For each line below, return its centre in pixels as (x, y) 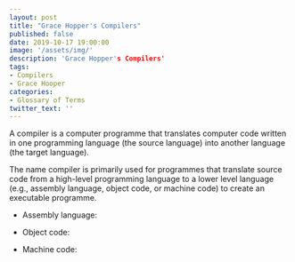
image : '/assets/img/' (51, 51)
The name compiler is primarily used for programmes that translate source (146, 170)
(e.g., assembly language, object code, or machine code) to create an (137, 188)
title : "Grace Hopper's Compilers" (75, 26)
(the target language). (49, 153)
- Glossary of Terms (48, 100)
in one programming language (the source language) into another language (147, 143)
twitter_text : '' (41, 108)
